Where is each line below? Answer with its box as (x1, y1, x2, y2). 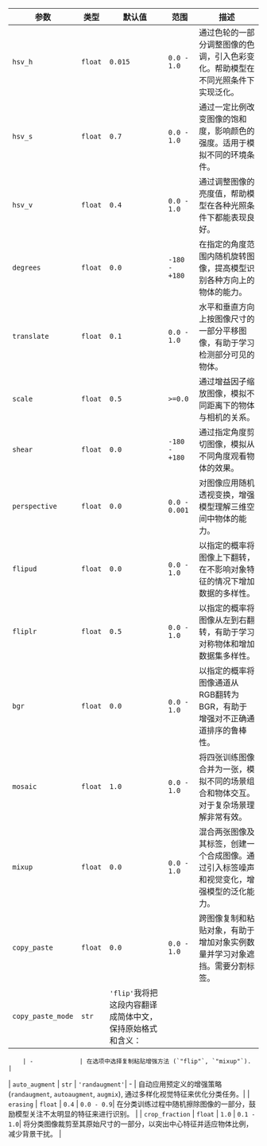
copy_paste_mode (12, 1012, 74, 1020)
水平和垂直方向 (198, 301, 255, 313)
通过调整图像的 (198, 177, 255, 187)
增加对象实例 (198, 937, 247, 947)
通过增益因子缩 (198, 376, 255, 387)
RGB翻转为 (198, 690, 240, 700)
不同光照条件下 (198, 75, 255, 86)
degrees (12, 263, 41, 272)
